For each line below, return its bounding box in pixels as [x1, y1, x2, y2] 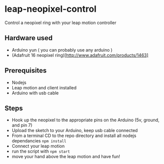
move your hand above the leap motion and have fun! [11, 154, 120, 160]
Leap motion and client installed [11, 84, 77, 90]
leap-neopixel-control [4, 3, 97, 15]
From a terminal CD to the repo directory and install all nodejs [11, 133, 136, 138]
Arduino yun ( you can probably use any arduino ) [11, 47, 113, 53]
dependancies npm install [11, 138, 66, 144]
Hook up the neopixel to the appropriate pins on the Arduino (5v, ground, [11, 117, 160, 123]
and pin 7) [11, 122, 33, 128]
